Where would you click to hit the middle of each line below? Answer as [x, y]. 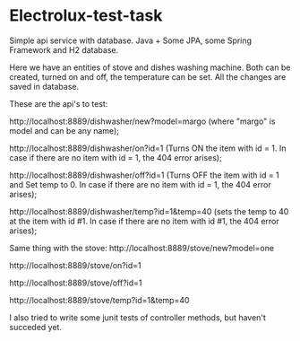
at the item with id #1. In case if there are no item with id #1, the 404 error [144, 221]
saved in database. [44, 86]
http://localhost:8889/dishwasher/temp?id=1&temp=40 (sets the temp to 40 [149, 211]
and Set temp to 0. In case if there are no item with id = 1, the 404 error [140, 184]
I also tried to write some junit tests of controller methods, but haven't [138, 317]
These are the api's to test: [59, 103]
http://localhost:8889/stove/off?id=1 [76, 283]
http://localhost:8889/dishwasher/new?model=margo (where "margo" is [142, 121]
